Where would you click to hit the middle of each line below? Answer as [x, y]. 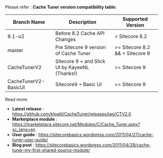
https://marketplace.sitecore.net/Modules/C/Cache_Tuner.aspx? [76, 124]
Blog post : [23, 145]
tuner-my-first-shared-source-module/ [51, 150]
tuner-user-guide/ [30, 140]
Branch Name [29, 22]
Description [82, 22]
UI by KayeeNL [72, 67]
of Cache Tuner [73, 53]
